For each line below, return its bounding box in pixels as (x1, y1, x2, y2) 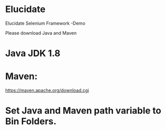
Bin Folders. (5, 116, 57, 127)
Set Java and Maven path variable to (5, 105, 161, 116)
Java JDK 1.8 (5, 48, 61, 59)
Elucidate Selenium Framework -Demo (5, 20, 86, 26)
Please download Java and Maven (5, 30, 77, 36)
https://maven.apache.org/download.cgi (5, 87, 90, 94)
